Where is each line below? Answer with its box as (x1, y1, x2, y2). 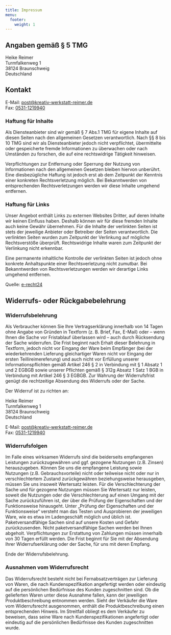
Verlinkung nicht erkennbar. (5, 245, 64, 251)
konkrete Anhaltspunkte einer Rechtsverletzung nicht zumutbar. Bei (5, 261, 148, 267)
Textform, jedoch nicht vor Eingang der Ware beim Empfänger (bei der (5, 345, 153, 351)
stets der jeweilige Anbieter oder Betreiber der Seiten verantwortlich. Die (5, 229, 158, 235)
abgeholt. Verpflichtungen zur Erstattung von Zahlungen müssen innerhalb (5, 530, 162, 537)
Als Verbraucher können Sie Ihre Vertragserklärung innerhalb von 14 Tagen (5, 324, 163, 330)
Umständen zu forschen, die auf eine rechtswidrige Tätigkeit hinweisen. (5, 151, 157, 157)
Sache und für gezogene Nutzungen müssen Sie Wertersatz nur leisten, (5, 487, 157, 493)
